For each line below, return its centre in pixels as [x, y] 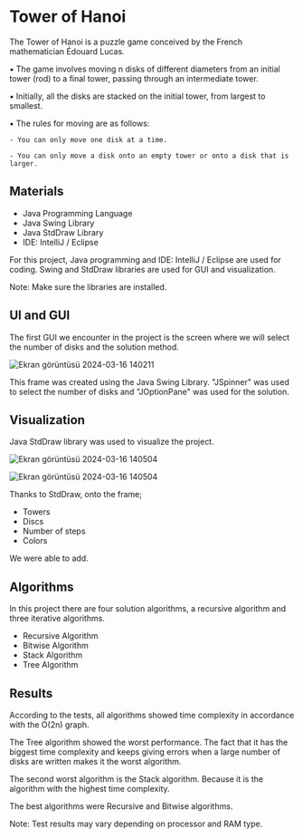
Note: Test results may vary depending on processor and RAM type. [136, 824]
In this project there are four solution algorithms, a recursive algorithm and [148, 609]
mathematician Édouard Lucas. [67, 51]
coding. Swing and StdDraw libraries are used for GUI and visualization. [142, 269]
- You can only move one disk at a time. [89, 140]
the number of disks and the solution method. [94, 347]
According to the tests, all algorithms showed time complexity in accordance [152, 715]
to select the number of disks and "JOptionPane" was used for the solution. [149, 391]
